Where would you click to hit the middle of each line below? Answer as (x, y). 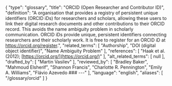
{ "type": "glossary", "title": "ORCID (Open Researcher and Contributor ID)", (85, 7)
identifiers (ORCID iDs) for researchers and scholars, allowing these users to (86, 18)
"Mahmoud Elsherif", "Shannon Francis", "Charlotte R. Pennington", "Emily (84, 67)
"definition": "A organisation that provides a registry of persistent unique (82, 13)
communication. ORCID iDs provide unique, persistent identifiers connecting (86, 35)
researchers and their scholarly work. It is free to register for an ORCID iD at (85, 40)
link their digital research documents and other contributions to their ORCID (85, 24)
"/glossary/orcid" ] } (26, 78)
